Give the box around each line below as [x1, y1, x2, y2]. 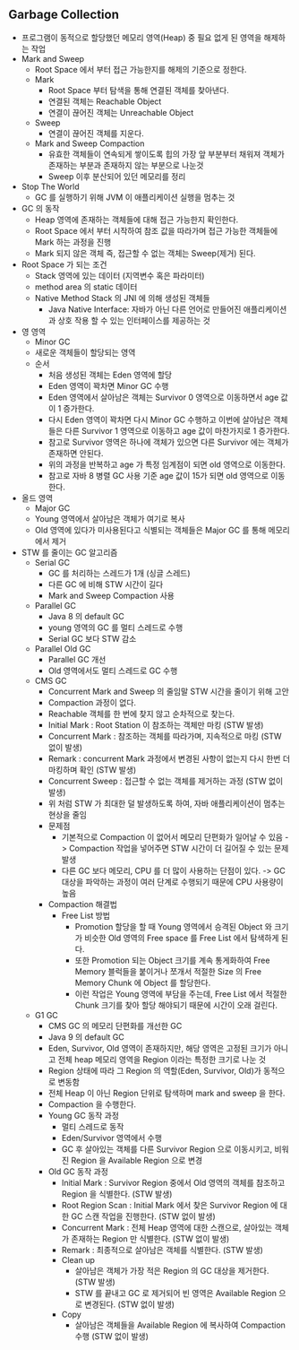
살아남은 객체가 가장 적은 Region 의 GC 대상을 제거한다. [74, 1265, 269, 1276]
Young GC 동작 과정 [47, 1110, 120, 1121]
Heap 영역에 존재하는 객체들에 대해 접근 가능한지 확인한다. [34, 214, 239, 225]
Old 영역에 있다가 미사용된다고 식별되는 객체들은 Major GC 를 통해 [34, 524, 267, 535]
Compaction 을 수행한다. [47, 1098, 136, 1110]
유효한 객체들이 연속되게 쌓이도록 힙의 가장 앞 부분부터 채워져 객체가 [47, 148, 286, 160]
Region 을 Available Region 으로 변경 [71, 1155, 203, 1165]
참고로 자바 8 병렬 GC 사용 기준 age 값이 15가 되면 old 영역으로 [47, 470, 269, 480]
